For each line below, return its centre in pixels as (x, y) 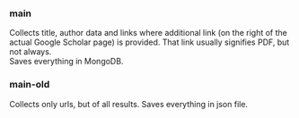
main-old (30, 85)
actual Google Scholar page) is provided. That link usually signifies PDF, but (149, 42)
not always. (31, 52)
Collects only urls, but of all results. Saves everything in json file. (129, 104)
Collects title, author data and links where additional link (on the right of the (148, 33)
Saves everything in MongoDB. (66, 62)
